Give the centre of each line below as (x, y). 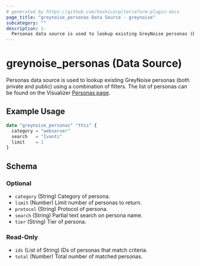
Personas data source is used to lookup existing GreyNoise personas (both (98, 80)
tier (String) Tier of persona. (51, 221)
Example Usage (36, 111)
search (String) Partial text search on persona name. (79, 215)
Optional (19, 183)
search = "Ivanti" (37, 136)
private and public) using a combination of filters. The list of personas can (97, 87)
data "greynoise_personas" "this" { (51, 125)
